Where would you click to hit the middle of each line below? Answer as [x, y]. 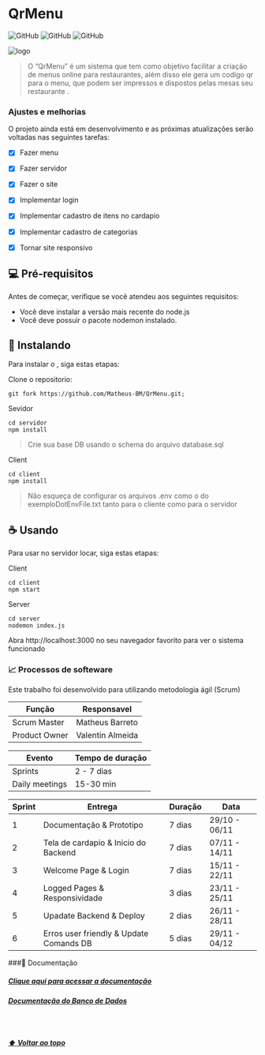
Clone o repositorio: [40, 380]
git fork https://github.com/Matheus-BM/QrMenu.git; [97, 394]
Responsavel [107, 709]
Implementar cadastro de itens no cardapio [90, 216]
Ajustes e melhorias [47, 111]
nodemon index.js [37, 626]
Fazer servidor [43, 168]
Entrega [103, 807]
